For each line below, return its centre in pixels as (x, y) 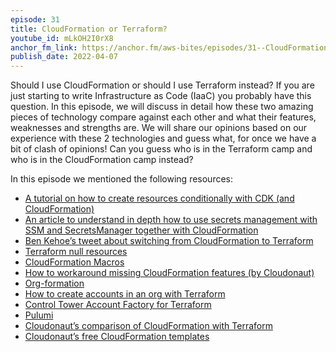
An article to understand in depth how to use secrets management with (171, 220)
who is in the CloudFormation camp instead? (102, 160)
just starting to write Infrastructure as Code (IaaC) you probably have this (161, 96)
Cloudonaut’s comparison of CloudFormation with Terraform (148, 326)
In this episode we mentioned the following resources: (122, 179)
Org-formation (54, 283)
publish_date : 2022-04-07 (64, 57)
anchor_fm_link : (44, 47)
